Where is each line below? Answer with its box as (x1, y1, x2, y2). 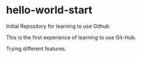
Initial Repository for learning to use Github (6, 23, 110, 30)
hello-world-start (6, 3, 93, 17)
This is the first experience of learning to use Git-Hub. (6, 34, 137, 41)
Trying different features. (6, 45, 66, 52)
